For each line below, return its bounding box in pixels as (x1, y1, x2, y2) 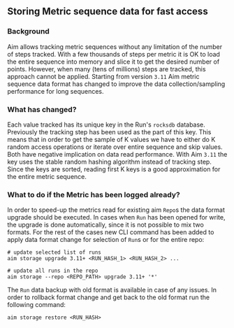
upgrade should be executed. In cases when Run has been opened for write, (7, 213, 226, 222)
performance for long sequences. (7, 87, 104, 95)
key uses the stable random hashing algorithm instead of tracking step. (7, 157, 212, 166)
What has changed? (7, 104, 77, 114)
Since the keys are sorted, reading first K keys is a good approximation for (7, 164, 221, 173)
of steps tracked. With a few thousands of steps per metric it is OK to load (7, 50, 220, 58)
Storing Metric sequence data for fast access (7, 6, 208, 17)
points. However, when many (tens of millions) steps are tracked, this (7, 64, 206, 73)
